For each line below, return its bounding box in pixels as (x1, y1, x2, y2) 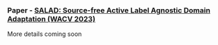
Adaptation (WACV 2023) (7, 14, 96, 24)
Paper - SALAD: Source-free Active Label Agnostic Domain (7, 6, 211, 15)
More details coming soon (7, 30, 82, 38)
